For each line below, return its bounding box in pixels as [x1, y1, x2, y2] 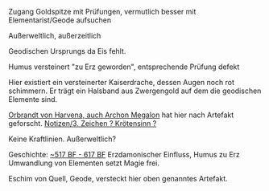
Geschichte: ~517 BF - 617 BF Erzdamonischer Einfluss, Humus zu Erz [8, 150, 240, 159]
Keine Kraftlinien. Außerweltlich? [8, 134, 117, 144]
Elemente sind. [8, 95, 58, 104]
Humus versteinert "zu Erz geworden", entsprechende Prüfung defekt [8, 62, 240, 71]
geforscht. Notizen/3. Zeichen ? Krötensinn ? [8, 119, 157, 128]
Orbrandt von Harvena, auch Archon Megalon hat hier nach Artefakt [8, 110, 234, 120]
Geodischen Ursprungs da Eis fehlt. [8, 47, 126, 55]
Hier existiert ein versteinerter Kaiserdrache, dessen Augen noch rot [8, 78, 235, 87]
